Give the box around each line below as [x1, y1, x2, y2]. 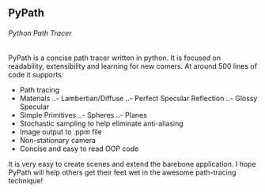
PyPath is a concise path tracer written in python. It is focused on [8, 53, 221, 62]
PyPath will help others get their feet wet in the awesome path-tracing [8, 168, 237, 177]
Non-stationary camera [19, 135, 97, 145]
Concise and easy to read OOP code [19, 144, 139, 153]
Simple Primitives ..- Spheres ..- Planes [19, 110, 148, 119]
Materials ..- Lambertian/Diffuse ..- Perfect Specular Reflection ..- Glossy [19, 93, 258, 103]
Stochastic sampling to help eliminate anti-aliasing [19, 119, 184, 128]
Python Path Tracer [8, 28, 73, 38]
